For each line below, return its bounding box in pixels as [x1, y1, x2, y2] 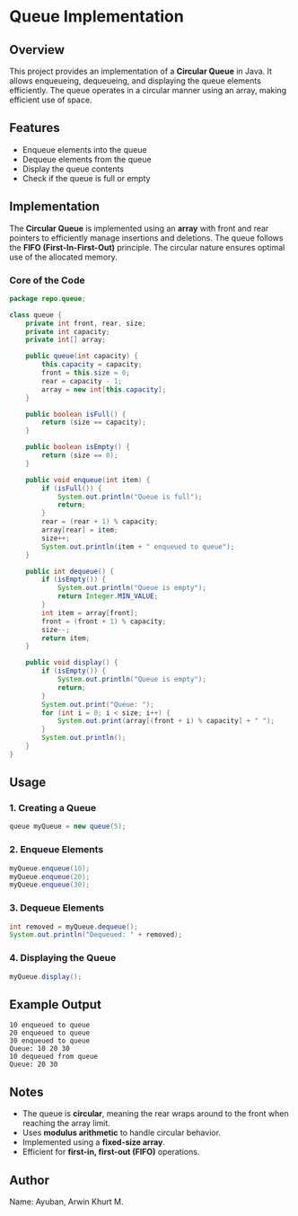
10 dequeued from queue [9, 1053, 99, 1062]
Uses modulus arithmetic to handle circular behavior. [22, 1127, 222, 1138]
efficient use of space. [9, 94, 92, 105]
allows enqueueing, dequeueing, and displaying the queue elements [9, 75, 262, 86]
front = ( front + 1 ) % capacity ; [41, 617, 167, 626]
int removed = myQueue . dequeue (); [9, 922, 139, 931]
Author [9, 1172, 49, 1187]
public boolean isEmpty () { [25, 443, 130, 452]
